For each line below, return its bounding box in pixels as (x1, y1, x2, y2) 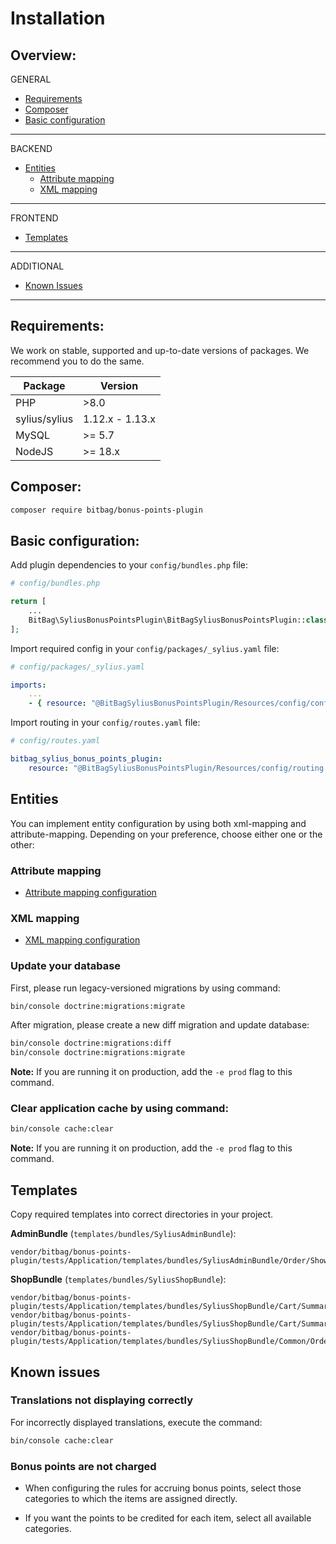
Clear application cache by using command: (10, 1102, 229, 1116)
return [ (10, 597, 47, 607)
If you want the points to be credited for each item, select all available (24, 1512, 312, 1524)
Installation (10, 7, 106, 30)
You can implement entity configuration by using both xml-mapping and (10, 817, 307, 829)
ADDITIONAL (10, 260, 65, 272)
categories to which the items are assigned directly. (24, 1492, 238, 1504)
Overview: (10, 47, 77, 64)
